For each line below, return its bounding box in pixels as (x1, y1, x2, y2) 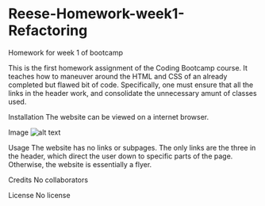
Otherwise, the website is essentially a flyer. (8, 159, 152, 169)
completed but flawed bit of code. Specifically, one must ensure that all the (8, 80, 254, 90)
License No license (8, 190, 71, 200)
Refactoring (8, 21, 88, 40)
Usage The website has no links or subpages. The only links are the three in (8, 143, 256, 152)
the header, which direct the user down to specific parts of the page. (8, 151, 233, 161)
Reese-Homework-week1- (8, 5, 185, 23)
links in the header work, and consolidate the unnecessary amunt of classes (8, 88, 257, 97)
